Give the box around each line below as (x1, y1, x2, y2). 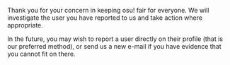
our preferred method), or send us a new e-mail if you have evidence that (7, 42, 222, 50)
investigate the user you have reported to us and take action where (7, 13, 203, 22)
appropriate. (7, 21, 44, 29)
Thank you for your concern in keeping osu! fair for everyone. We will (7, 6, 209, 14)
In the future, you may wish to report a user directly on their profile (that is (7, 35, 224, 43)
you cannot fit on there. (7, 49, 76, 58)
